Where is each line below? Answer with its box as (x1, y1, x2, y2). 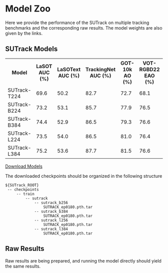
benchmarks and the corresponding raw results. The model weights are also (5, 25, 162, 31)
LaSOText (57, 66, 81, 73)
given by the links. (5, 30, 43, 36)
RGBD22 (139, 66, 160, 73)
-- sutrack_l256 (34, 217, 68, 223)
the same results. (5, 263, 41, 269)
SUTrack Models (5, 45, 58, 53)
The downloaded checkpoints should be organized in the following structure (5, 173, 162, 179)
